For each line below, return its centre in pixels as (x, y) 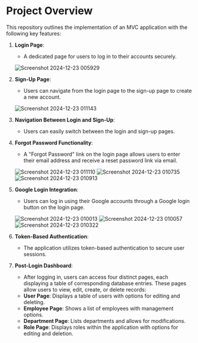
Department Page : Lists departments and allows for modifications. (104, 321)
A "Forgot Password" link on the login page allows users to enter (102, 154)
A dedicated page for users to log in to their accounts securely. (100, 56)
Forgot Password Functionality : (54, 142)
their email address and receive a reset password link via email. (100, 160)
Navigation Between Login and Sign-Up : (65, 120)
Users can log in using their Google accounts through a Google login (107, 201)
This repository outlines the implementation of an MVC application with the (97, 27)
